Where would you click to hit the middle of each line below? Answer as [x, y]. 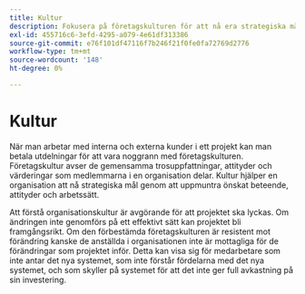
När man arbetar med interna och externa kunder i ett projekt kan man [141, 146]
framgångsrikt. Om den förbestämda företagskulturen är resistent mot [140, 231]
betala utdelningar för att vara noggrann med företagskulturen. [127, 156]
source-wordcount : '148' [56, 60]
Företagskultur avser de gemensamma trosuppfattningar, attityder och [141, 165]
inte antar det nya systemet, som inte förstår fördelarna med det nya [137, 260]
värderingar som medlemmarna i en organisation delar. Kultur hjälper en [144, 175]
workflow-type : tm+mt [50, 52]
